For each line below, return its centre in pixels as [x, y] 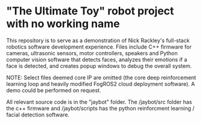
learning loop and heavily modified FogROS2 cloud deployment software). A [101, 84]
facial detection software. [38, 115]
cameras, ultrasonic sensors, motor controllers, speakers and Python [92, 53]
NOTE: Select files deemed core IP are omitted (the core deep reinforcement [101, 77]
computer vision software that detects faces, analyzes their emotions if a [97, 59]
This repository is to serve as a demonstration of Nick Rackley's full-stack [98, 40]
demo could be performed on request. [54, 90]
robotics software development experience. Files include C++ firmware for [99, 47]
